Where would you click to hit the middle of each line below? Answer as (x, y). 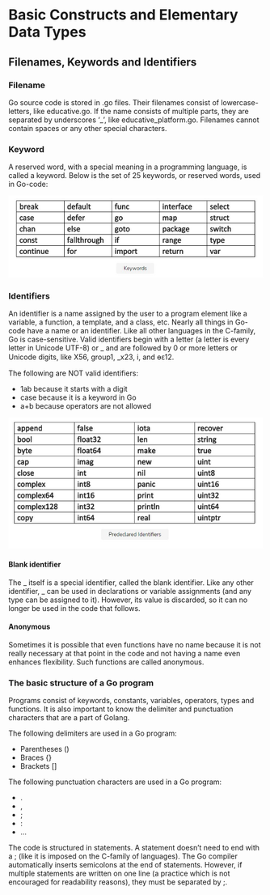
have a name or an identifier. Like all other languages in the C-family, (141, 331)
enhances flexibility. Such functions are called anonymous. (106, 662)
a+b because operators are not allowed (86, 406)
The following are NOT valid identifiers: (74, 373)
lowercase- (240, 102)
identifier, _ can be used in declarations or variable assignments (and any (130, 591)
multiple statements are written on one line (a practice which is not (119, 874)
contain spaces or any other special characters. (88, 128)
